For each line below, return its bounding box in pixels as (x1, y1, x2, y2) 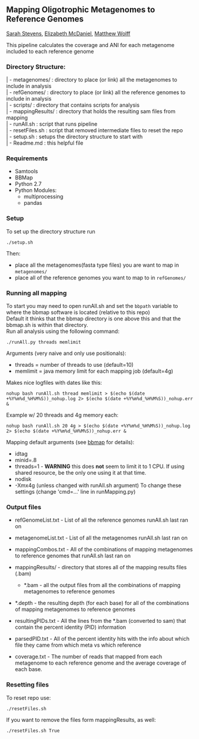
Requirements (6, 154, 48, 163)
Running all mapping (6, 289, 67, 297)
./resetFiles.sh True (6, 728, 60, 734)
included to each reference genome (6, 48, 94, 55)
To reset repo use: (6, 694, 51, 701)
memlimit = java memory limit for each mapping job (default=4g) (14, 367, 174, 375)
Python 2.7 (14, 180, 42, 188)
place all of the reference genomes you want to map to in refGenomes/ (14, 274, 186, 281)
